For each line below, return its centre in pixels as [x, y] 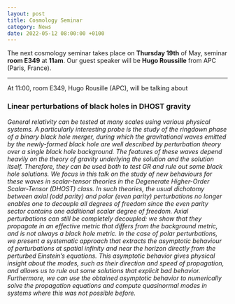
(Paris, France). [29, 68]
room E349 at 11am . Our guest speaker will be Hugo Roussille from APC [112, 61]
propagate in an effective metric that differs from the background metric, [113, 226]
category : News [29, 27]
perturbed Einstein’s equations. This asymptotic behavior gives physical [111, 256]
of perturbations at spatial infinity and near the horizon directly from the [112, 248]
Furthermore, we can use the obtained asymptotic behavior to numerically [115, 278]
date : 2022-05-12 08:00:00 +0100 [56, 33]
